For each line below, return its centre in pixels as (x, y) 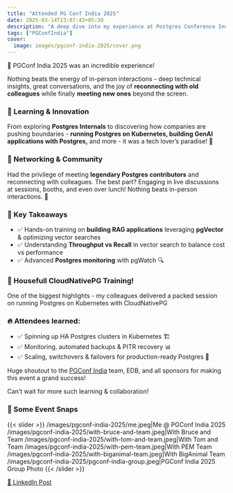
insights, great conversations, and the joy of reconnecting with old (103, 86)
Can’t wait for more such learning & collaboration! (78, 391)
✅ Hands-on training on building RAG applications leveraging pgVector (120, 229)
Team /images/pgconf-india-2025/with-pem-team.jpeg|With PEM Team (110, 447)
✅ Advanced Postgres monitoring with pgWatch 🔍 (90, 260)
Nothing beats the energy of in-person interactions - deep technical (104, 79)
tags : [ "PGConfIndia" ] (40, 33)
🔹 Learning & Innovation (48, 111)
